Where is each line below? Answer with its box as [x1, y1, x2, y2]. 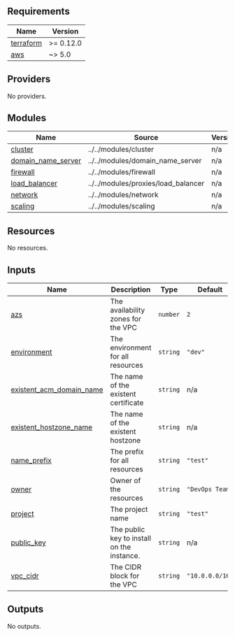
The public [110, 524, 145, 534]
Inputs [7, 264, 36, 275]
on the [110, 542, 131, 552]
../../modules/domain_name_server [87, 156, 202, 166]
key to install [110, 534, 152, 543]
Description [111, 285, 151, 294]
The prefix [110, 447, 145, 457]
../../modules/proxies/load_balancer [87, 178, 205, 188]
